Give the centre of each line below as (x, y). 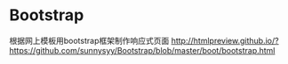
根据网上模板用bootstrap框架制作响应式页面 (89, 40)
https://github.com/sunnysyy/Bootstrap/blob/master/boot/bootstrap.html (142, 50)
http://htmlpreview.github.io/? (225, 40)
